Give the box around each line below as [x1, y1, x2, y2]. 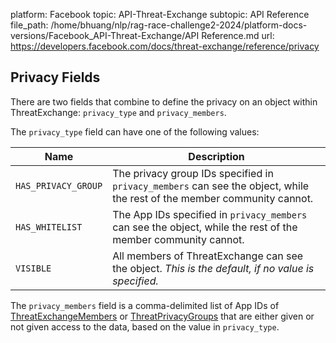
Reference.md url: [201, 30, 275, 41]
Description [188, 149, 245, 163]
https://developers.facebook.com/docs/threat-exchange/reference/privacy [10, 40, 320, 52]
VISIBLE [15, 262, 52, 274]
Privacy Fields [10, 69, 101, 86]
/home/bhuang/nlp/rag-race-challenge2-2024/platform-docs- [50, 19, 308, 31]
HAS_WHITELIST [15, 221, 83, 233]
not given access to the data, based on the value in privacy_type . [10, 320, 280, 333]
